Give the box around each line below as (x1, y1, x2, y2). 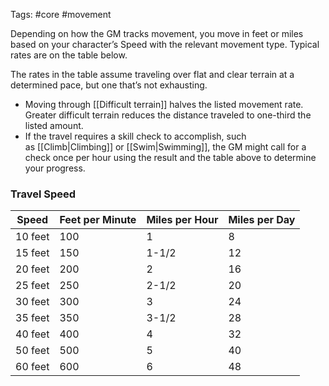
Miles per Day (228, 213, 296, 227)
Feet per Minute (59, 213, 137, 227)
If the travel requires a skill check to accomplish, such (24, 130, 247, 142)
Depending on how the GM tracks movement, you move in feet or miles (10, 28, 304, 39)
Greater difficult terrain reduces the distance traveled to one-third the (24, 109, 312, 121)
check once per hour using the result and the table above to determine (24, 152, 317, 163)
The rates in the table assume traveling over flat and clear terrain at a (10, 69, 295, 80)
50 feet (15, 344, 50, 358)
